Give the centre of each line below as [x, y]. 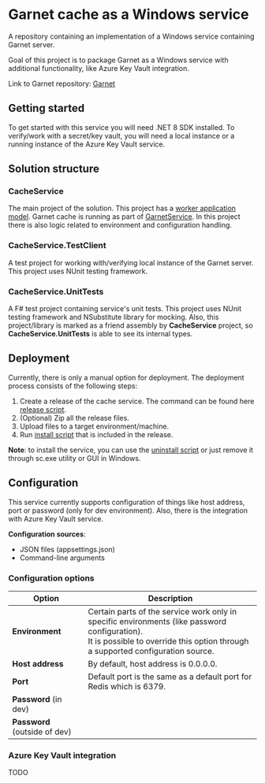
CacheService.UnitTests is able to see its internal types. [101, 334]
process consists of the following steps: [73, 386]
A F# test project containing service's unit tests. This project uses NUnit [125, 309]
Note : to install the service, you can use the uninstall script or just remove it [131, 450]
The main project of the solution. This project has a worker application [122, 208]
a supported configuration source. [151, 651]
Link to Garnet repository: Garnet [62, 83]
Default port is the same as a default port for [170, 677]
